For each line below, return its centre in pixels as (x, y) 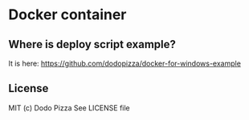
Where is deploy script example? (92, 44)
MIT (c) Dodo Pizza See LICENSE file (69, 108)
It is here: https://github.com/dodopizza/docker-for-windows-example (124, 63)
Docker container (67, 15)
